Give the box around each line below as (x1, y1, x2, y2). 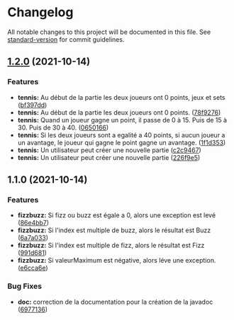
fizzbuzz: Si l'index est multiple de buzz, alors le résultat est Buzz (17, 226, 211, 234)
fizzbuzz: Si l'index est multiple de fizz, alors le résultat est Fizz (17, 241, 205, 250)
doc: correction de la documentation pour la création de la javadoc (17, 297, 213, 306)
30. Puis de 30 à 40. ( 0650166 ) (17, 123, 109, 132)
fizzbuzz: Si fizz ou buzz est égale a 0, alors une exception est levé (17, 211, 216, 219)
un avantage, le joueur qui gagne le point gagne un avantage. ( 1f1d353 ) (17, 138, 226, 147)
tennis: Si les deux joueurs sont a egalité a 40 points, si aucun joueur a (17, 130, 225, 139)
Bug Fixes (7, 281, 43, 291)
